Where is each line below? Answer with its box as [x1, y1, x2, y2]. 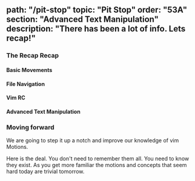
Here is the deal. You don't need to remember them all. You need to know [6, 154, 190, 162]
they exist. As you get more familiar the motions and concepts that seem [6, 161, 187, 168]
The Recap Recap [6, 51, 59, 60]
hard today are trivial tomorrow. [6, 168, 85, 175]
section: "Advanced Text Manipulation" [6, 15, 159, 25]
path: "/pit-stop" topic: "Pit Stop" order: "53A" [6, 5, 188, 15]
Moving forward [6, 123, 55, 131]
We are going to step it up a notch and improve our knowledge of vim [6, 136, 179, 144]
